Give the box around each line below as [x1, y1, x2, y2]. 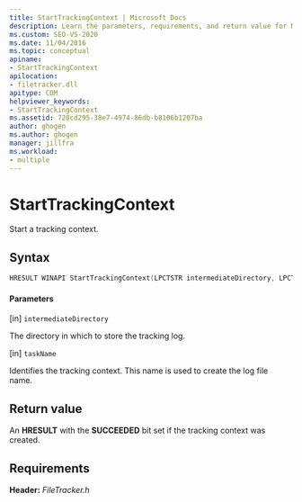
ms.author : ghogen [9, 130, 78, 139]
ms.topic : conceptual [9, 47, 91, 56]
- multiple [9, 155, 50, 165]
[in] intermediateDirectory [9, 313, 110, 324]
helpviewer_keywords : [9, 96, 91, 106]
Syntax [9, 249, 50, 265]
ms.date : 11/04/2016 [9, 38, 87, 48]
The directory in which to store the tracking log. [9, 330, 186, 342]
